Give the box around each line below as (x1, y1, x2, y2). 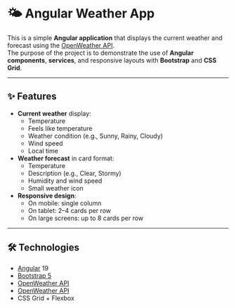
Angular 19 (17, 264, 49, 272)
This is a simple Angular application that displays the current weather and (7, 33, 223, 42)
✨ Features (7, 91, 57, 103)
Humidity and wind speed (27, 177, 103, 185)
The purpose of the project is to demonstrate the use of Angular (7, 49, 195, 57)
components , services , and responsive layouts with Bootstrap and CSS (7, 56, 217, 64)
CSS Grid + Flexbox (17, 293, 75, 302)
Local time (27, 146, 58, 155)
